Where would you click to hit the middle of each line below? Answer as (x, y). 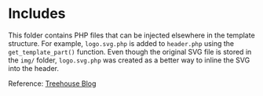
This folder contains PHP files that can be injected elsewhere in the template (131, 35)
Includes (37, 14)
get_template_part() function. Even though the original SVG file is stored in (130, 52)
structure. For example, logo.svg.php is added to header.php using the (121, 43)
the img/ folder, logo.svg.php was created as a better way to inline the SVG (129, 60)
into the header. (33, 68)
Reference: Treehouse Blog (52, 84)
